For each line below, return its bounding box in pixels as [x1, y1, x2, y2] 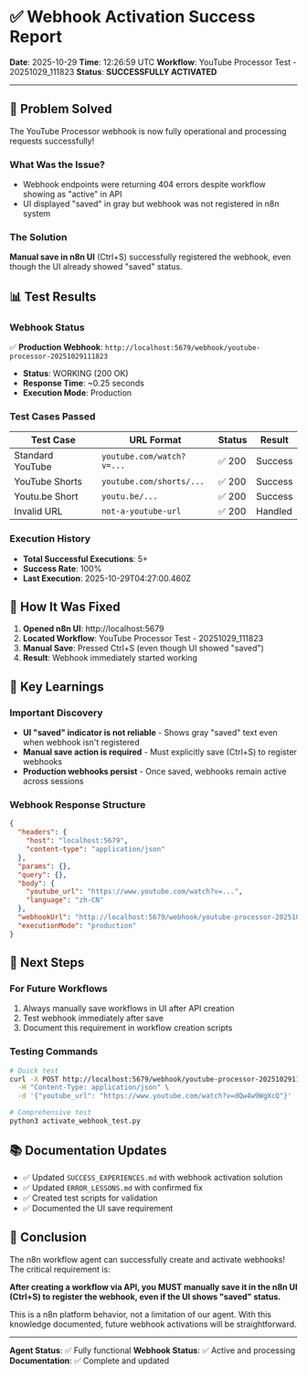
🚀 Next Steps [9, 955, 85, 970]
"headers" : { [17, 828, 68, 837]
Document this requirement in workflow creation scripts [22, 1022, 233, 1033]
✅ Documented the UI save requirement [22, 1202, 174, 1213]
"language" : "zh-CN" [26, 895, 104, 905]
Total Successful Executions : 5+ [22, 553, 149, 564]
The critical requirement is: [9, 1264, 111, 1275]
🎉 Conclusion [9, 1230, 87, 1245]
